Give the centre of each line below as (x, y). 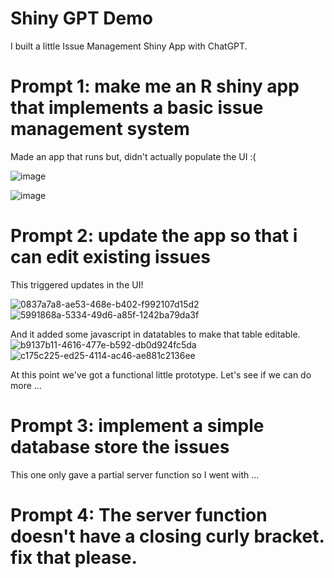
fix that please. (74, 557)
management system (100, 129)
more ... (26, 385)
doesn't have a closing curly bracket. (167, 536)
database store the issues (120, 447)
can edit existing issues (110, 257)
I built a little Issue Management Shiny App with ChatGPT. (129, 46)
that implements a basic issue (137, 108)
